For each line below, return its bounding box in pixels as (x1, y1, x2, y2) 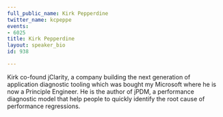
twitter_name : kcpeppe (7, 16, 72, 23)
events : (7, 23, 29, 29)
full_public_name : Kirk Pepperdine (7, 10, 109, 17)
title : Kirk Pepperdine (7, 36, 75, 42)
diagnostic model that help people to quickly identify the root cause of (7, 94, 205, 103)
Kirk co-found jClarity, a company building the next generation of (7, 73, 191, 81)
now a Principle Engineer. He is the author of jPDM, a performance (7, 87, 195, 96)
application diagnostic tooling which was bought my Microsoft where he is (7, 80, 217, 88)
